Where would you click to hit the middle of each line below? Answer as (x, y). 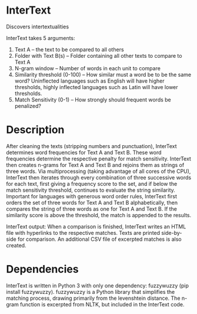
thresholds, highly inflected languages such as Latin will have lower (96, 87)
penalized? (28, 106)
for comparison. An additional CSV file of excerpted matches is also (99, 239)
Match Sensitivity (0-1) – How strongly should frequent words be (93, 99)
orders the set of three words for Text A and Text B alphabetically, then (92, 202)
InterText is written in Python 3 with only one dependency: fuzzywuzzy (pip (98, 285)
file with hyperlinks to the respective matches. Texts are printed (83, 233)
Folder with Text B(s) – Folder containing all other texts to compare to (98, 55)
